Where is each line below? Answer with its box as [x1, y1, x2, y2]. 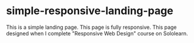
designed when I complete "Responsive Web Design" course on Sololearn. [6, 29, 188, 37]
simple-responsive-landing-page [6, 4, 173, 18]
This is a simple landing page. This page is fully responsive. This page [6, 24, 177, 31]
